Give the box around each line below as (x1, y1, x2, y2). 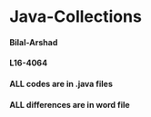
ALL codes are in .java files (9, 78, 114, 89)
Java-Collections (9, 6, 143, 27)
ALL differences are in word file (9, 99, 130, 110)
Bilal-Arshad (9, 36, 58, 47)
